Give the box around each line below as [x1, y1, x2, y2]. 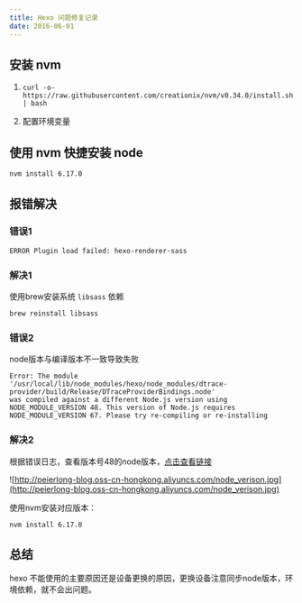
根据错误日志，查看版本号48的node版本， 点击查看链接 [9, 456, 213, 467]
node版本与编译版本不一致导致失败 [9, 353, 140, 365]
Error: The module [9, 371, 78, 381]
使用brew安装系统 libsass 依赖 [9, 291, 124, 302]
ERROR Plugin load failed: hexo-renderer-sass [9, 246, 188, 255]
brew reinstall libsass [9, 309, 99, 318]
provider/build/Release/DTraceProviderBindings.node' [9, 388, 216, 397]
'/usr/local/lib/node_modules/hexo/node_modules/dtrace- [9, 379, 228, 388]
